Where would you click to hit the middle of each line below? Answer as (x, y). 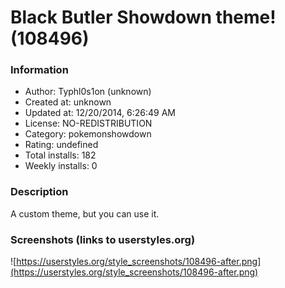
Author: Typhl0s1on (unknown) (88, 92)
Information (39, 70)
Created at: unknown (68, 102)
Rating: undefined (61, 145)
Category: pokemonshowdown (88, 134)
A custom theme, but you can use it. (85, 213)
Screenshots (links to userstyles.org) (103, 239)
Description (39, 192)
